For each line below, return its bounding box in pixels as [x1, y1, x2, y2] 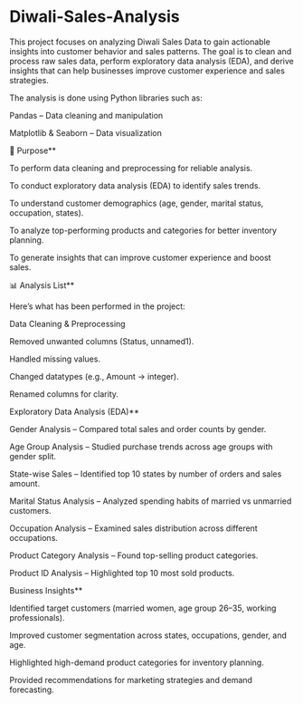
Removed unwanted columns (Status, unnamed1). [9, 335, 194, 346]
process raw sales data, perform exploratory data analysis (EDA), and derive [9, 55, 294, 66]
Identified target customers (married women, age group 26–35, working [9, 603, 277, 613]
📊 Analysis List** [9, 279, 75, 291]
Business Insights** [9, 584, 83, 595]
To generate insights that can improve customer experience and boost [9, 252, 271, 263]
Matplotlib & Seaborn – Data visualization [9, 127, 163, 138]
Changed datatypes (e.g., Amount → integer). [9, 371, 179, 381]
